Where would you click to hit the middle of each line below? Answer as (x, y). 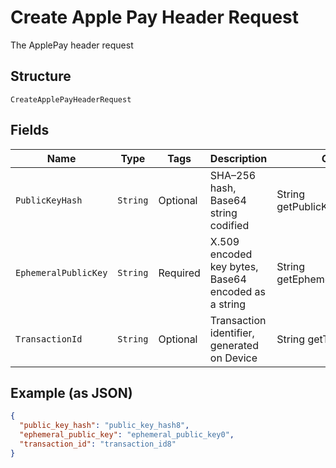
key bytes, (234, 266)
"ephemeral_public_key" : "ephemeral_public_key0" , (127, 435)
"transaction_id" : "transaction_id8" (98, 444)
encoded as (238, 291)
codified (229, 225)
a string (228, 304)
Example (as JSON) (71, 392)
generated (234, 345)
